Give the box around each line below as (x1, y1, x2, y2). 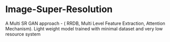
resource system (5, 31, 41, 37)
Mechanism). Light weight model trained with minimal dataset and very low (5, 25, 163, 31)
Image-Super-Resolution (5, 4, 113, 15)
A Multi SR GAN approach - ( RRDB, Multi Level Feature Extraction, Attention (5, 20, 165, 26)
